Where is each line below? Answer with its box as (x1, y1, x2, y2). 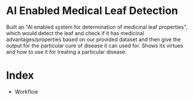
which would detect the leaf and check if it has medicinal (6, 29, 144, 36)
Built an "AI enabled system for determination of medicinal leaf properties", (6, 23, 188, 30)
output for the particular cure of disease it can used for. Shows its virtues (6, 42, 184, 49)
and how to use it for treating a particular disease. (6, 48, 127, 55)
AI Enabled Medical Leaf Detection (6, 4, 178, 18)
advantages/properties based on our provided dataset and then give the (6, 36, 181, 43)
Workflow (14, 88, 38, 95)
